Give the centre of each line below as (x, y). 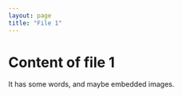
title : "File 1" (35, 23)
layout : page (30, 16)
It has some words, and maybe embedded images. (91, 84)
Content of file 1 (62, 62)
